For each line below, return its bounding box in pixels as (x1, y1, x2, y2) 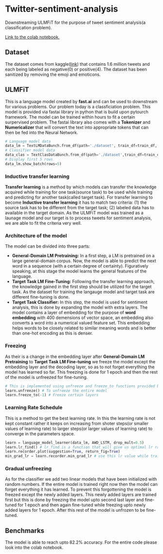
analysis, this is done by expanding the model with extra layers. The (12, 304, 148, 310)
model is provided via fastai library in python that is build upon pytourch (5, 108, 149, 115)
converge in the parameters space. (5, 430, 75, 436)
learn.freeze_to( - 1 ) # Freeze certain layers (5, 393, 98, 397)
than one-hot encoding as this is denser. (12, 330, 93, 336)
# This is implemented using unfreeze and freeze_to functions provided (5, 383, 155, 389)
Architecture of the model (5, 232, 67, 239)
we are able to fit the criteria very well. (5, 220, 82, 226)
